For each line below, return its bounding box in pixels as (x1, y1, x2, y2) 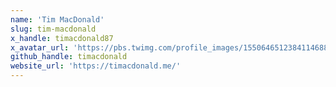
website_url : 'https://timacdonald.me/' (10, 61, 182, 71)
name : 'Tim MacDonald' (10, 14, 105, 25)
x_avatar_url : (10, 42, 70, 53)
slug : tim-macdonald (10, 24, 97, 34)
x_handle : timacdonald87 (10, 33, 114, 43)
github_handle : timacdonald (10, 52, 128, 62)
